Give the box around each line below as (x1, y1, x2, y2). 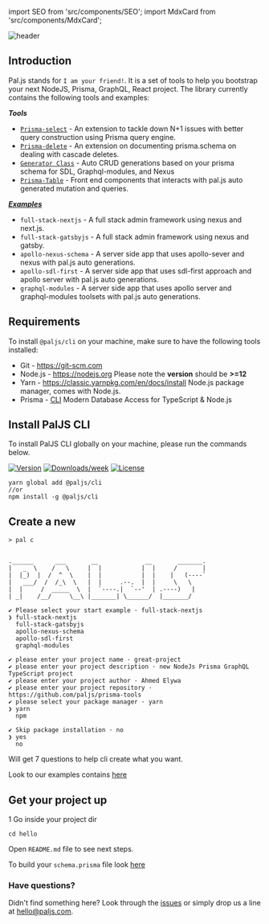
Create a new (8, 515, 76, 528)
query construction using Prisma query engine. (19, 132, 177, 142)
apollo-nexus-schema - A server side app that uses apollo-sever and (19, 248, 245, 258)
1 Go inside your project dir (8, 815, 98, 824)
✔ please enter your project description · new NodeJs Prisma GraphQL (8, 663, 250, 671)
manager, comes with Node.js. (19, 386, 121, 396)
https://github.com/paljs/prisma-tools (8, 691, 142, 699)
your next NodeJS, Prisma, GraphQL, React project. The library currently (8, 84, 248, 93)
